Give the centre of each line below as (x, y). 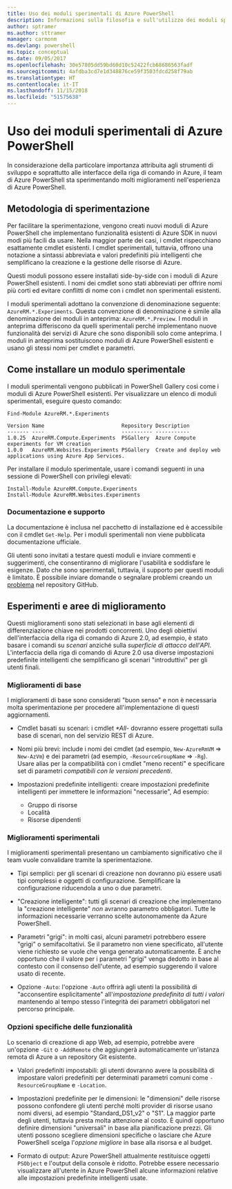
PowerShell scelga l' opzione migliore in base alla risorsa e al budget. (115, 1142)
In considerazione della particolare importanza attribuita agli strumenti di (110, 165)
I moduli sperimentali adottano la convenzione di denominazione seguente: (114, 303)
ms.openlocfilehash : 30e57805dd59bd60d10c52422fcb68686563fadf (100, 65)
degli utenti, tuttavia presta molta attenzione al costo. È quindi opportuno (120, 1120)
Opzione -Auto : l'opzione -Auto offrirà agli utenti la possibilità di (107, 987)
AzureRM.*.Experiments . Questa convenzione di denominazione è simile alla (114, 311)
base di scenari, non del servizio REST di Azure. (85, 735)
